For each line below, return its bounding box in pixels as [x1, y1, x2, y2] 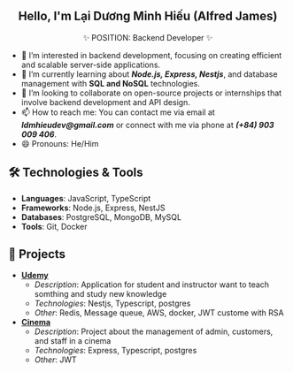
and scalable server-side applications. [20, 59, 161, 70]
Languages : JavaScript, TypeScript [20, 193, 151, 203]
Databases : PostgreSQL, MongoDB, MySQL [20, 211, 182, 222]
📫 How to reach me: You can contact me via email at [20, 107, 216, 118]
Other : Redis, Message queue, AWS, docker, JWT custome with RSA [34, 307, 284, 318]
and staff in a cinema [34, 336, 112, 346]
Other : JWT [34, 354, 77, 365]
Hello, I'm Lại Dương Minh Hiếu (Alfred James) [18, 9, 278, 24]
